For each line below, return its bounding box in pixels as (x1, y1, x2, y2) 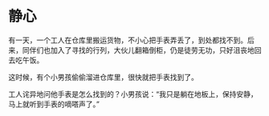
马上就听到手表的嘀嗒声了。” (8, 99, 100, 109)
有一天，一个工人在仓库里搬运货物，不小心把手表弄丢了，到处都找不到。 (8, 35, 247, 45)
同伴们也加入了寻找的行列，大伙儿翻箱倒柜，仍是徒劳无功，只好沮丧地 (22, 45, 255, 54)
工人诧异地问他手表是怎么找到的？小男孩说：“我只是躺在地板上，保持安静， (8, 89, 259, 98)
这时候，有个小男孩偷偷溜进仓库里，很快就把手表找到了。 (8, 72, 198, 82)
